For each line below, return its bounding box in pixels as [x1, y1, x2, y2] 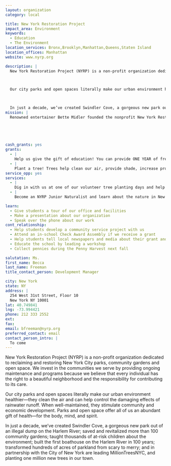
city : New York [5, 279, 38, 284]
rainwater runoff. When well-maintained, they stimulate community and [5, 402, 154, 408]
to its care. [5, 381, 28, 388]
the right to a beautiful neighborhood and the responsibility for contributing [5, 376, 163, 382]
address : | [5, 288, 28, 293]
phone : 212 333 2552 [5, 312, 49, 317]
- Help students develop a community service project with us [10, 227, 145, 232]
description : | [5, 64, 38, 69]
